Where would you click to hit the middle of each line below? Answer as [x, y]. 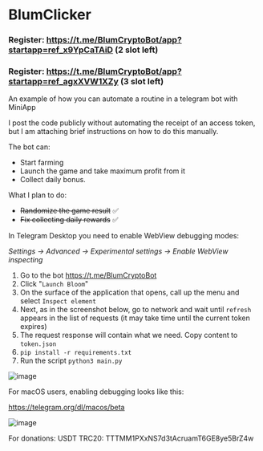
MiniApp [22, 108]
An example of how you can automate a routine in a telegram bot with [123, 99]
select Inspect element [58, 301]
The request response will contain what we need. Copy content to [129, 335]
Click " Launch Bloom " [54, 284]
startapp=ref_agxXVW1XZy [63, 82]
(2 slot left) [137, 50]
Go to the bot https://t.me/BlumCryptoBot [88, 275]
